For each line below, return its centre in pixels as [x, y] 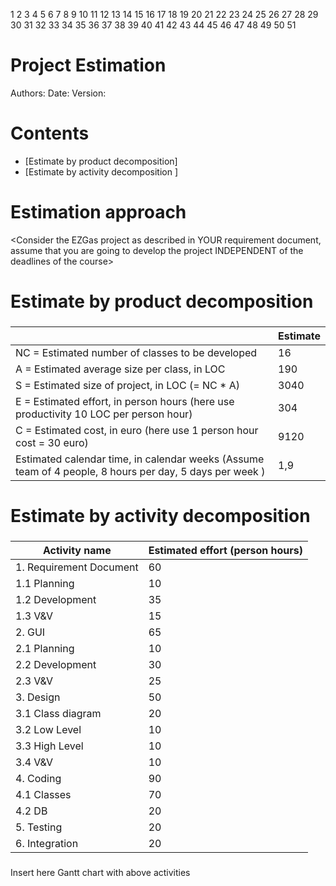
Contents [50, 133]
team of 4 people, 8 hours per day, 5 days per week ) [140, 471]
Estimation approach [98, 212]
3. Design [38, 697]
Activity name [77, 551]
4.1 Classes [43, 795]
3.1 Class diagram [58, 714]
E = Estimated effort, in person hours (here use [125, 401]
